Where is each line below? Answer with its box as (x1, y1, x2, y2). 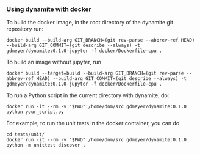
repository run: (6, 25, 44, 32)
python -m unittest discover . (6, 142, 86, 148)
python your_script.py (6, 109, 64, 115)
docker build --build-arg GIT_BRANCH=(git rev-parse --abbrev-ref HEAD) (6, 37, 195, 43)
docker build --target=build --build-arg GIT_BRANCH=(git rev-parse (6, 70, 184, 76)
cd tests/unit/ (6, 131, 45, 137)
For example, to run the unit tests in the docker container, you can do (6, 120, 180, 127)
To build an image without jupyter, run (6, 59, 102, 66)
